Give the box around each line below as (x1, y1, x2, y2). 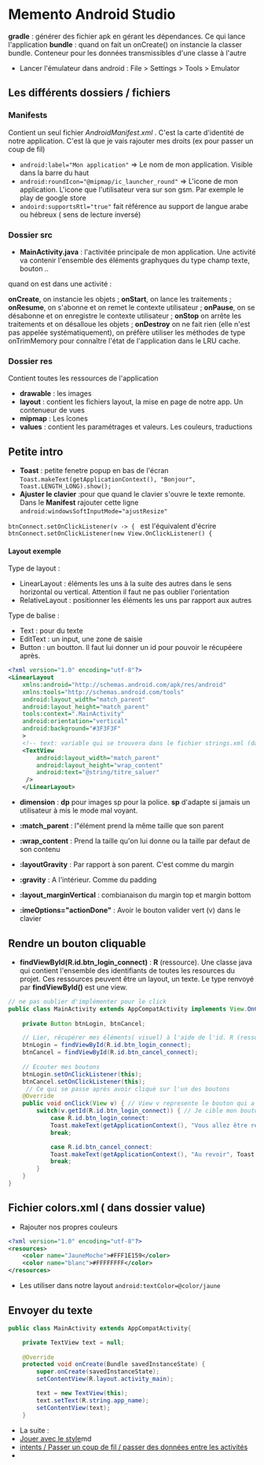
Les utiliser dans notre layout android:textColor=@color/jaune (19, 1281, 222, 1291)
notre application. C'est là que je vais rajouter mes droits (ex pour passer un (8, 136, 254, 145)
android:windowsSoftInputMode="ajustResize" (19, 508, 168, 516)
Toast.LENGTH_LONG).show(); (19, 483, 112, 490)
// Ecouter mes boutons (22, 1063, 101, 1070)
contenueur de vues (19, 406, 85, 415)
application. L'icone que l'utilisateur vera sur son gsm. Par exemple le (19, 185, 244, 194)
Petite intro (8, 445, 64, 458)
